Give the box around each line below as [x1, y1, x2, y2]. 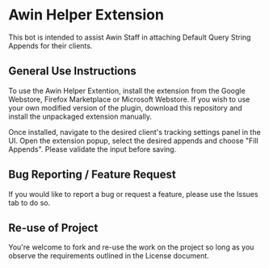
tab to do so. [8, 198, 51, 207]
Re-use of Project [8, 220, 99, 235]
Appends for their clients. [8, 40, 93, 50]
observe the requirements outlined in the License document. [8, 251, 210, 261]
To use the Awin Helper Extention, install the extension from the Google [8, 86, 246, 95]
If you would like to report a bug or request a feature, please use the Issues [8, 189, 258, 199]
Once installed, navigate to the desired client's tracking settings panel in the [8, 127, 261, 136]
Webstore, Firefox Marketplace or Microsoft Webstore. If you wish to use [8, 94, 250, 104]
